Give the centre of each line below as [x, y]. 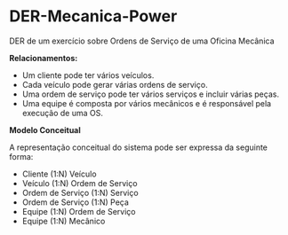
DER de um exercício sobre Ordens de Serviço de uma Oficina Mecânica [142, 41]
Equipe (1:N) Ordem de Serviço [79, 211]
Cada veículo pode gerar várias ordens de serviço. [115, 84]
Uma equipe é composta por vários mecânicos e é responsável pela [147, 103]
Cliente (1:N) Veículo [59, 174]
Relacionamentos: [44, 58]
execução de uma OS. [63, 113]
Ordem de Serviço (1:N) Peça [75, 202]
